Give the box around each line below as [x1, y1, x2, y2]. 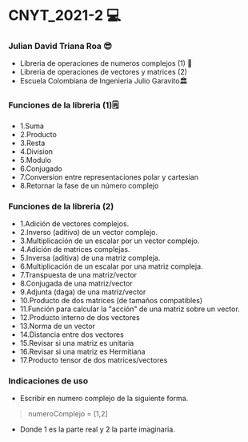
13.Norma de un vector [19, 322, 96, 331]
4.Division [19, 146, 54, 156]
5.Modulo [19, 155, 52, 164]
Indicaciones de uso [8, 375, 89, 386]
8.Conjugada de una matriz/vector [19, 278, 134, 289]
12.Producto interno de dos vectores [19, 313, 140, 322]
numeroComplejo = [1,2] [27, 409, 108, 419]
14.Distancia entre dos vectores [19, 330, 124, 339]
